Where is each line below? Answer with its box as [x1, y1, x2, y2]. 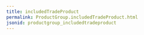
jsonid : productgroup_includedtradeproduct [6, 20, 117, 26]
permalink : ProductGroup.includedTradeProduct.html [6, 14, 138, 20]
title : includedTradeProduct [6, 8, 79, 15]
